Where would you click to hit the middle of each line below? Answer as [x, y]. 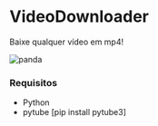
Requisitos [33, 82]
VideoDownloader [79, 17]
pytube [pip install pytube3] [74, 112]
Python [36, 102]
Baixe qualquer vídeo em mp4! [67, 42]
